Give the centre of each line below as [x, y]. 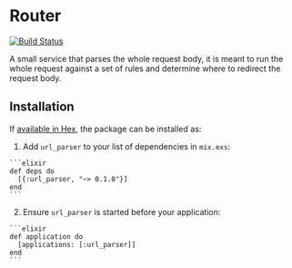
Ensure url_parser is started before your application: [121, 211]
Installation [42, 107]
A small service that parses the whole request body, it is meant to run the [146, 58]
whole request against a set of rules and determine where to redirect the [145, 68]
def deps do [32, 171]
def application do [46, 237]
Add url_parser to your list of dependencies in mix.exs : [126, 146]
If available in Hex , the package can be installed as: [106, 129]
